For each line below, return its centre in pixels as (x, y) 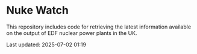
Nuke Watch (38, 10)
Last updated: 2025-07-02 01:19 (46, 45)
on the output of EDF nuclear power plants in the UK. (72, 33)
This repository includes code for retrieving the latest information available (99, 27)
